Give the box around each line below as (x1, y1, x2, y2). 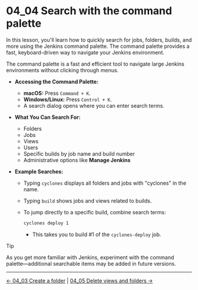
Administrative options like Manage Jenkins (23, 156, 131, 163)
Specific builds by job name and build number (23, 150, 136, 157)
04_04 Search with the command (6, 4, 173, 18)
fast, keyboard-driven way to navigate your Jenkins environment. (6, 49, 165, 56)
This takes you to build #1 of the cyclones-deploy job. (32, 231, 161, 238)
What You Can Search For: (14, 114, 81, 121)
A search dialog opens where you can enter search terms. (23, 102, 165, 109)
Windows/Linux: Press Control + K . (23, 96, 112, 103)
